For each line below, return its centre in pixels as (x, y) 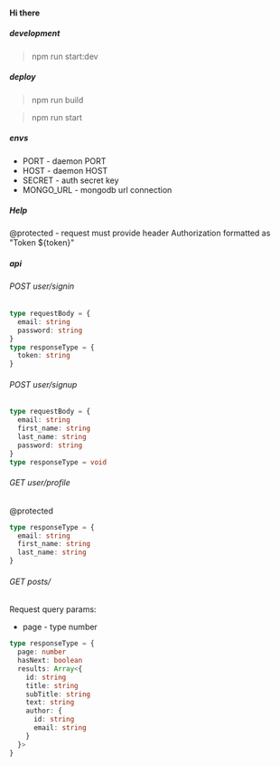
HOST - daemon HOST (65, 170)
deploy (23, 77)
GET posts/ (30, 581)
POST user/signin (42, 286)
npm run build (57, 100)
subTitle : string (58, 694)
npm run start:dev (65, 56)
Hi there (25, 13)
